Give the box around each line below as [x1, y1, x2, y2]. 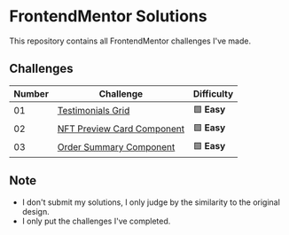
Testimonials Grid [57, 105, 130, 117]
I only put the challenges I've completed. [21, 215, 171, 226]
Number [13, 87, 49, 99]
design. [21, 206, 51, 216]
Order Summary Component [57, 141, 176, 153]
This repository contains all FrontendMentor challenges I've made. [9, 35, 251, 46]
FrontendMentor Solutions [9, 6, 207, 27]
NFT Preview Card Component [57, 122, 184, 135]
